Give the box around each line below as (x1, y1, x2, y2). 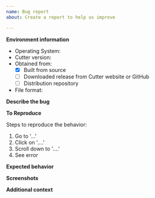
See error (14, 151, 39, 158)
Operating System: (14, 47, 61, 54)
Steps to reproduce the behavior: (6, 121, 87, 128)
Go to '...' (14, 132, 37, 140)
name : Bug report (6, 8, 49, 15)
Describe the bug (6, 98, 50, 105)
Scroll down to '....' (14, 145, 61, 152)
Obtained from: (14, 60, 52, 67)
